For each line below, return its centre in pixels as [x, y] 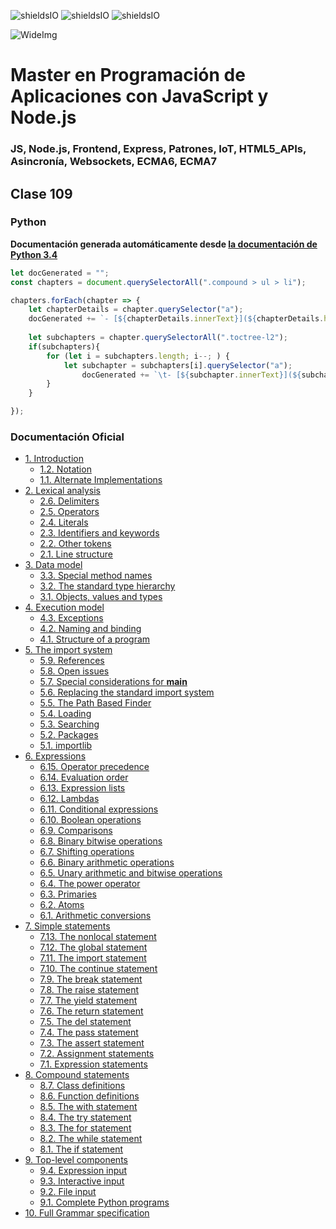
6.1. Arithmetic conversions [95, 916]
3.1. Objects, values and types [101, 597]
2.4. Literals [64, 522]
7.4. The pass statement [89, 1032]
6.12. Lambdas [69, 799]
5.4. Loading [65, 714]
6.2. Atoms [62, 905]
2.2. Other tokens [75, 544]
